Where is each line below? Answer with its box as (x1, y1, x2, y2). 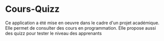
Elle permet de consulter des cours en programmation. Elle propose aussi (5, 25, 156, 31)
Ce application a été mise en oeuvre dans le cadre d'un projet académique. (5, 20, 160, 26)
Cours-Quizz (5, 3, 60, 15)
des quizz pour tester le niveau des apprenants (5, 30, 102, 36)
